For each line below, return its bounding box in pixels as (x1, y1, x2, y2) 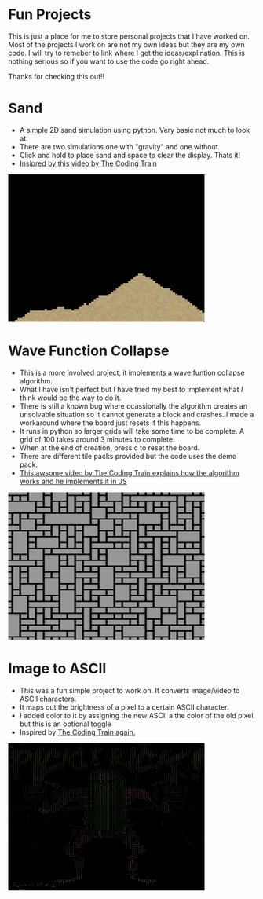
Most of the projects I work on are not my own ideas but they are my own (8, 39, 245, 49)
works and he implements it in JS (19, 476, 127, 486)
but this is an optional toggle (19, 719, 111, 728)
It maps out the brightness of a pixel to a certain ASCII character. (19, 702, 229, 712)
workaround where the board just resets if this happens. (19, 418, 202, 427)
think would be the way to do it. (19, 393, 122, 402)
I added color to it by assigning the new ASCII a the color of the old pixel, (19, 710, 256, 720)
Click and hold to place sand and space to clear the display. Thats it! (19, 150, 241, 160)
